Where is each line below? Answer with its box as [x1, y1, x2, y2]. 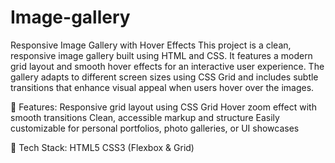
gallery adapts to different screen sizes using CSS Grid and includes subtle [10, 71, 319, 83]
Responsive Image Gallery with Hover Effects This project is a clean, [10, 39, 292, 51]
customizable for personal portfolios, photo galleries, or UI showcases [10, 122, 300, 134]
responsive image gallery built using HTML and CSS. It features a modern [10, 49, 313, 61]
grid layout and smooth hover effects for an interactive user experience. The [10, 60, 325, 72]
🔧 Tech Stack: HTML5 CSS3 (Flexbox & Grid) [10, 141, 195, 153]
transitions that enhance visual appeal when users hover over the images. [10, 81, 315, 93]
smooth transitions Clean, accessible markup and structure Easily [10, 111, 280, 123]
